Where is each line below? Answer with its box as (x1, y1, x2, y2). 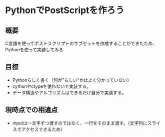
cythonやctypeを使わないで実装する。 (12, 83, 91, 89)
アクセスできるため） (21, 126, 65, 132)
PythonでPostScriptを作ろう (5, 5, 124, 16)
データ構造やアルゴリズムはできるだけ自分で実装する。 (12, 89, 126, 95)
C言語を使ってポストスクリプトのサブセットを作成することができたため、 (5, 41, 157, 46)
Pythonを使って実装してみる (5, 47, 63, 53)
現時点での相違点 (5, 106, 58, 114)
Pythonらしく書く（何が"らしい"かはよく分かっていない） (12, 77, 132, 83)
